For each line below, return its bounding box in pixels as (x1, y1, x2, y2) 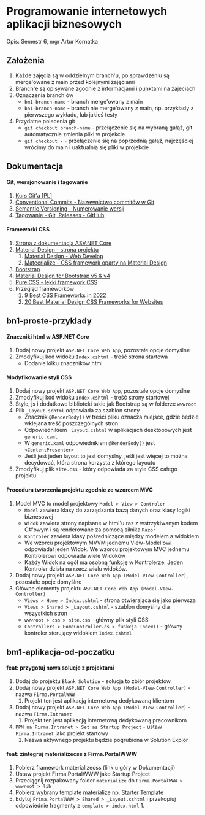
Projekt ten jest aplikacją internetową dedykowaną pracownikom (24, 717, 187, 724)
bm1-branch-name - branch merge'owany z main (24, 98, 143, 105)
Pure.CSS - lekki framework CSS (15, 278, 98, 286)
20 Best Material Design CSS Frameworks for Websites (24, 298, 163, 305)
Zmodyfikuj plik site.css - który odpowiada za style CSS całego (15, 465, 177, 473)
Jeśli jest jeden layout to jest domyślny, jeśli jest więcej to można (24, 452, 188, 460)
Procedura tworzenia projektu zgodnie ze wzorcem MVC (6, 486, 153, 493)
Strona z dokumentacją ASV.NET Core (15, 239, 112, 247)
